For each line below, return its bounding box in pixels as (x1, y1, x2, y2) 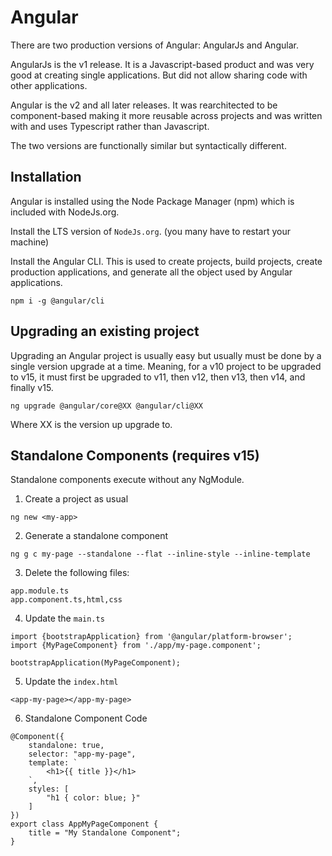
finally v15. (10, 381, 54, 393)
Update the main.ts (24, 612, 105, 625)
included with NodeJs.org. (10, 206, 120, 218)
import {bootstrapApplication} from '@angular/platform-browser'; (10, 632, 293, 642)
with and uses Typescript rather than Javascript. (10, 120, 210, 132)
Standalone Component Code (24, 712, 148, 725)
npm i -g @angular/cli (10, 296, 105, 306)
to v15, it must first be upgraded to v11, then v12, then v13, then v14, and (10, 371, 306, 383)
